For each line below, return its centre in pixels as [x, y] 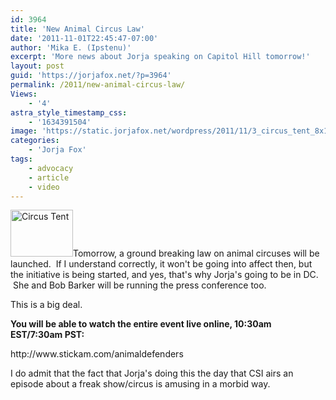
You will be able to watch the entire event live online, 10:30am [141, 324]
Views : [24, 94]
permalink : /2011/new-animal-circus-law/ [98, 85]
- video [44, 187]
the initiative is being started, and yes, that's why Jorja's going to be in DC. [164, 275]
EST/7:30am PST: [47, 335]
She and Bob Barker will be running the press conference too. [139, 285]
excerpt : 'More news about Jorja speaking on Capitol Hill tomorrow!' [160, 57]
